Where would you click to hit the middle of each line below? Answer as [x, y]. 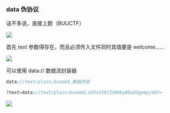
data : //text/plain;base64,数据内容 [48, 82]
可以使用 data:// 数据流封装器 [41, 71]
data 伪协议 [23, 9]
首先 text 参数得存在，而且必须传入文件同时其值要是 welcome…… [85, 47]
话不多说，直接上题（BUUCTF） [45, 23]
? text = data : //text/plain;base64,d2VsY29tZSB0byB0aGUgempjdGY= [84, 93]
